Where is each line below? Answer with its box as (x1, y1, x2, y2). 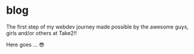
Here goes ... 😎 (6, 41, 44, 48)
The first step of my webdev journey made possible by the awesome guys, (6, 23, 189, 30)
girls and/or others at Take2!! (6, 29, 77, 36)
